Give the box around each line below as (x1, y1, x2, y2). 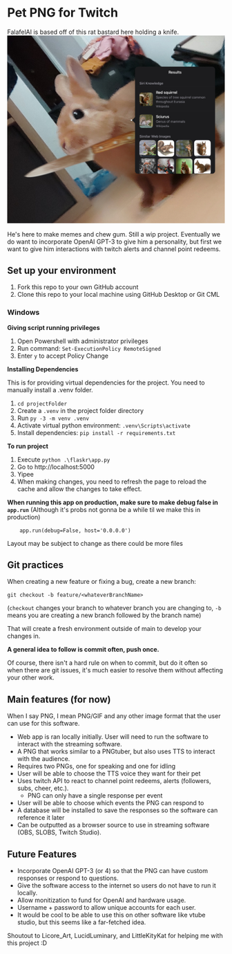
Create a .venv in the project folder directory (17, 406, 144, 414)
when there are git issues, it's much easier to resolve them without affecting (7, 666, 223, 675)
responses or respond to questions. (17, 874, 119, 883)
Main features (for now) (7, 693, 112, 705)
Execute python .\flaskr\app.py (17, 455, 110, 464)
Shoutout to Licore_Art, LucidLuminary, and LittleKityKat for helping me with (7, 932, 223, 940)
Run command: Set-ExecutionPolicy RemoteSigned (17, 344, 161, 352)
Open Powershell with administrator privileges (17, 337, 148, 345)
